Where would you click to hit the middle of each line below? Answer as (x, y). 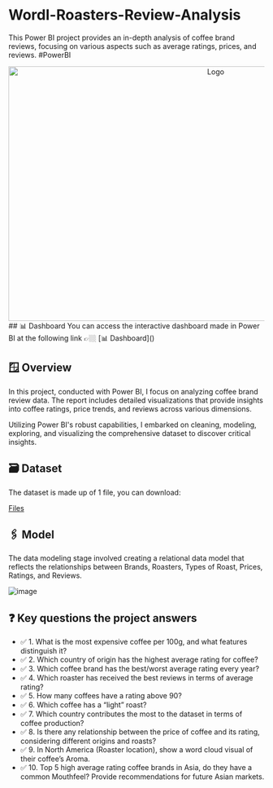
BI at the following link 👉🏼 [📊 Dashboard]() (82, 338)
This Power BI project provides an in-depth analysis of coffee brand (122, 37)
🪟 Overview (40, 368)
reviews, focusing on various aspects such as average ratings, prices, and (132, 46)
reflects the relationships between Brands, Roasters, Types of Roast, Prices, (136, 567)
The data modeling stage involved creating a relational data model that (126, 558)
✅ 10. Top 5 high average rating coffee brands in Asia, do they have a (136, 768)
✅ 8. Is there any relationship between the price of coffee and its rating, (140, 732)
